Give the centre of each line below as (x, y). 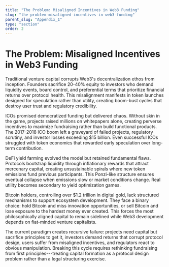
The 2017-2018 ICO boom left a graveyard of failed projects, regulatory (79, 132)
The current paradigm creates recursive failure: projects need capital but (81, 232)
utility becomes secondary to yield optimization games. (63, 185)
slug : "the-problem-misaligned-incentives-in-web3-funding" (70, 15)
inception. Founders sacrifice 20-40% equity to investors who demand (79, 84)
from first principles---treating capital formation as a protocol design (77, 254)
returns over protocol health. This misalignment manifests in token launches (84, 95)
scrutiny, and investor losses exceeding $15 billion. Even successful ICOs (82, 137)
